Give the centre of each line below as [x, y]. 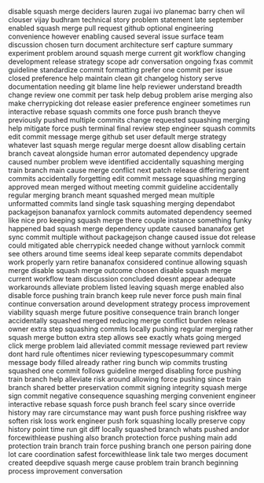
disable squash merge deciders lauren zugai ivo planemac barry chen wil [126, 11]
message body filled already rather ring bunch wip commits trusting [118, 362]
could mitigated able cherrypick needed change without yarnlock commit [127, 245]
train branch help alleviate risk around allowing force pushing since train [125, 379]
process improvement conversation [66, 471]
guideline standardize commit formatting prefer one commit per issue [121, 70]
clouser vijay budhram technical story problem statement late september [126, 20]
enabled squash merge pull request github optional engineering [111, 28]
